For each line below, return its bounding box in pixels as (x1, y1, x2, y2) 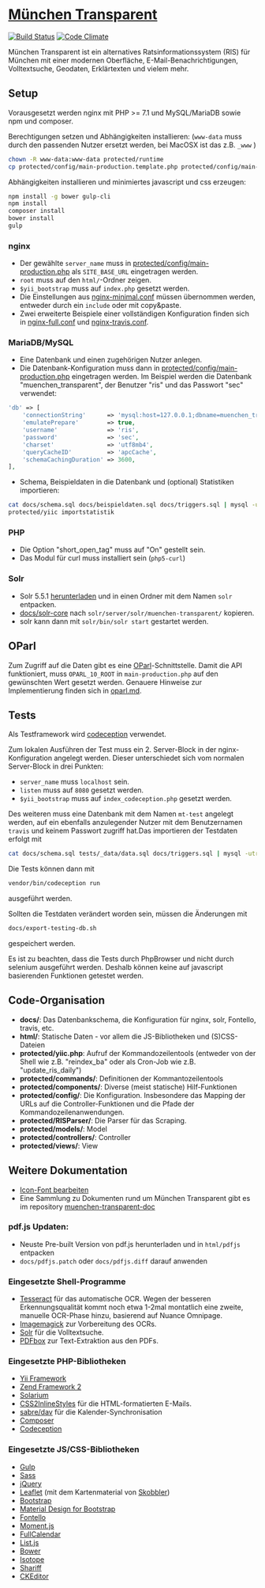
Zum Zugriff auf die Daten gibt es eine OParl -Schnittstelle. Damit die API (8, 660, 243, 670)
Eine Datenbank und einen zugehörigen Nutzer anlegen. (19, 355, 203, 365)
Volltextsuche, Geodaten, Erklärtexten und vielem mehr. (8, 63, 189, 73)
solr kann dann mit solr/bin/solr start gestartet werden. (19, 616, 209, 626)
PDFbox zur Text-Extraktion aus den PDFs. (19, 1336, 159, 1346)
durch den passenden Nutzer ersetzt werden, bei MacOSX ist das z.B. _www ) (8, 140, 256, 150)
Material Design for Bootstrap (19, 1504, 116, 1514)
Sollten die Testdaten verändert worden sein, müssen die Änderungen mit (8, 909, 248, 919)
